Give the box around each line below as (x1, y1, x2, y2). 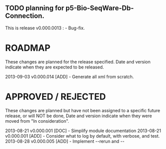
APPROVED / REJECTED (5, 91, 106, 102)
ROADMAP (5, 42, 51, 54)
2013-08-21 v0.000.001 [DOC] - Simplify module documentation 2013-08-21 (5, 128, 162, 134)
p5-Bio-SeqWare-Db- (65, 4, 134, 12)
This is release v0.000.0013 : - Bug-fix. (5, 25, 85, 31)
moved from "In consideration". (5, 118, 70, 124)
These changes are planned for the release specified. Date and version (5, 59, 151, 65)
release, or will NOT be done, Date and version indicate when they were (5, 113, 153, 119)
